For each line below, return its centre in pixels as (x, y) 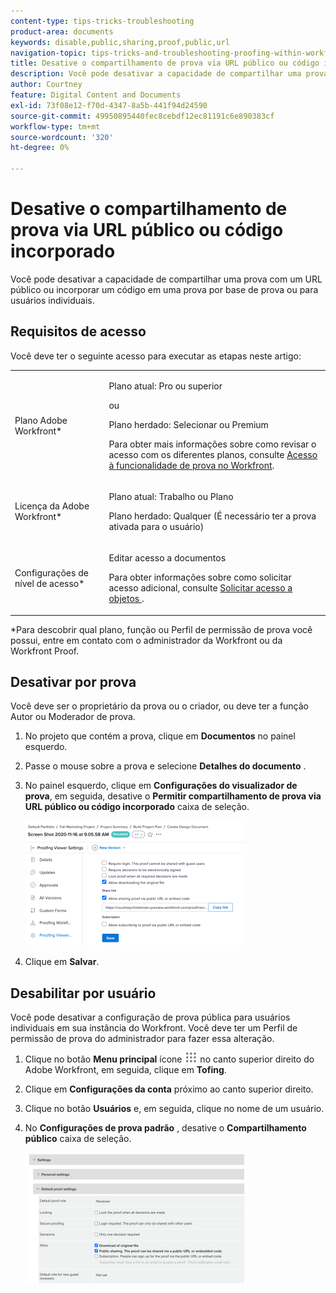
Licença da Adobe (52, 506)
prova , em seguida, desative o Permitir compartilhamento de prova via (173, 796)
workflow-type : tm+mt (55, 126)
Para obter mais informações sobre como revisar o (212, 444)
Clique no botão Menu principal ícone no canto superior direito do (169, 1059)
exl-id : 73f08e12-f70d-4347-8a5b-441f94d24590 (109, 105)
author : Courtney (46, 85)
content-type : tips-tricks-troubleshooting (102, 21)
